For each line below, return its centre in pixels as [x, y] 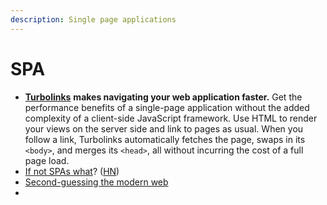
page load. [47, 160]
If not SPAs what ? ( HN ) [72, 171]
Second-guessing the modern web [96, 182]
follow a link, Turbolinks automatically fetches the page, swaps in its [165, 139]
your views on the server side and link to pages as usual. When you [164, 128]
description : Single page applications [93, 19]
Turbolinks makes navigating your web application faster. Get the [163, 97]
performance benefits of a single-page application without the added [167, 107]
